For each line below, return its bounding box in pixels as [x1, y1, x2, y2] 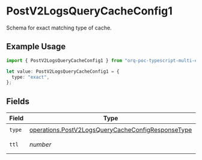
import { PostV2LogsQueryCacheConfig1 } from [6, 57, 122, 64]
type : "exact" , [11, 74, 50, 80]
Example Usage [6, 42, 66, 52]
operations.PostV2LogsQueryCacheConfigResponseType [29, 125, 192, 134]
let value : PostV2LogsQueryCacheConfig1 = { [6, 68, 120, 75]
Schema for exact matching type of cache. [6, 24, 112, 31]
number [29, 140, 52, 149]
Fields [6, 96, 30, 106]
